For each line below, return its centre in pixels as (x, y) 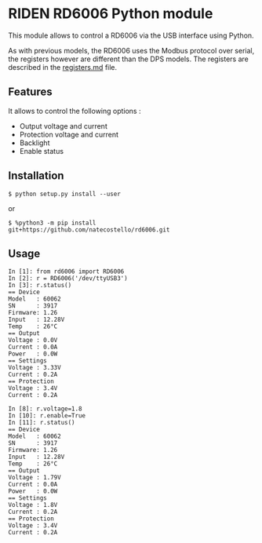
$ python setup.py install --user (65, 194)
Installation (36, 176)
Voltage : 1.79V (35, 478)
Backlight (35, 143)
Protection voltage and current (69, 134)
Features (30, 92)
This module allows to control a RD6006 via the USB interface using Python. (131, 35)
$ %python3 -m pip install (52, 223)
